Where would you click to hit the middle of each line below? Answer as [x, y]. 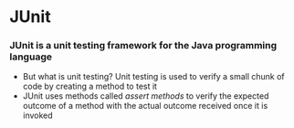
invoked [37, 115]
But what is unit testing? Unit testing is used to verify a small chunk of [153, 77]
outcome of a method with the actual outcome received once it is [145, 106]
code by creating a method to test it [90, 86]
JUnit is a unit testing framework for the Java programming [143, 46]
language [31, 57]
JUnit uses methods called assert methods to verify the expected [146, 96]
